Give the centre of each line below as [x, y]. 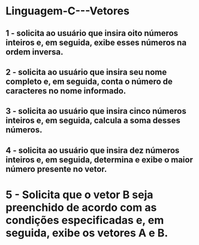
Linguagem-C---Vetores [68, 11]
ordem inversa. [34, 52]
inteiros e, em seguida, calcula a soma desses [93, 121]
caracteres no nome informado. [66, 91]
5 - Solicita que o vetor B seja [79, 194]
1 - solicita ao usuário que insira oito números [92, 33]
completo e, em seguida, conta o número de [89, 81]
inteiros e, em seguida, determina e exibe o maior [99, 160]
